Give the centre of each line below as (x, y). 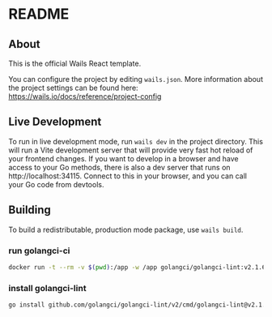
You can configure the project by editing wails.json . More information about (136, 79)
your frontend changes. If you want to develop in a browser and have (123, 158)
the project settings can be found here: (74, 88)
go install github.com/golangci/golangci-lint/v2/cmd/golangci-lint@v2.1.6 (139, 305)
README (39, 14)
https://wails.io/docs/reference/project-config (85, 96)
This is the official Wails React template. (75, 63)
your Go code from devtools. (56, 184)
